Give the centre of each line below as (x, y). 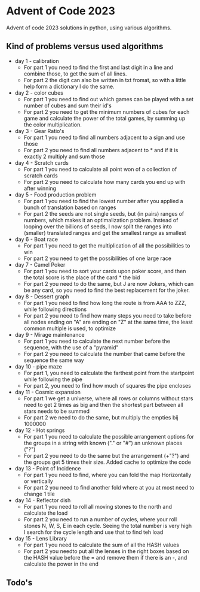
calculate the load (46, 513)
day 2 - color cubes (39, 93)
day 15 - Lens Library (41, 538)
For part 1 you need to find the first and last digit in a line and (98, 67)
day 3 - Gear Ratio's (39, 131)
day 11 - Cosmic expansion (47, 392)
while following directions (55, 309)
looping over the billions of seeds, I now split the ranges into (98, 226)
